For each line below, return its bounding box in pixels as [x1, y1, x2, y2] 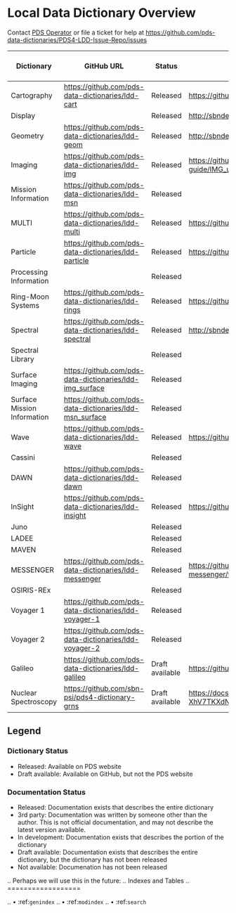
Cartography [11, 90, 53, 100]
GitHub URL [84, 61, 124, 71]
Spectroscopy [11, 697, 58, 706]
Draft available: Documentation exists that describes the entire [17, 848, 198, 856]
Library [11, 354, 34, 363]
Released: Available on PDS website [17, 762, 122, 770]
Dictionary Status [7, 746, 69, 756]
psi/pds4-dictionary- [63, 692, 136, 702]
